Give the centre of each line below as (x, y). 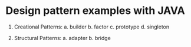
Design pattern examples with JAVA (95, 11)
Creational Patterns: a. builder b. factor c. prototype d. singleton (92, 27)
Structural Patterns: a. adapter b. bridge (62, 38)
